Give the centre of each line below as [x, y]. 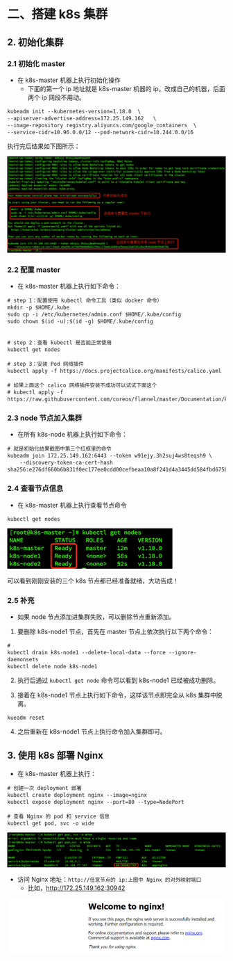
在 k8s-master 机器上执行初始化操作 [69, 80]
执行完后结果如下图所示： [44, 146]
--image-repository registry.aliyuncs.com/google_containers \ [102, 125]
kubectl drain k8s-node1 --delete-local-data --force [87, 653]
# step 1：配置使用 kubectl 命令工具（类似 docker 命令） [85, 301]
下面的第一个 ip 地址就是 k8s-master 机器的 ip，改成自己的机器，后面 [126, 88]
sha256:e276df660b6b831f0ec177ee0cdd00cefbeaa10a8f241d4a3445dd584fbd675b [118, 470]
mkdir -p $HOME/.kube [38, 308]
